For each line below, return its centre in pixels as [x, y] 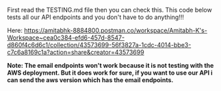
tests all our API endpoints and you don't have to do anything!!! [96, 17]
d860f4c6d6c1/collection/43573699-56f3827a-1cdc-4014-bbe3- [99, 45]
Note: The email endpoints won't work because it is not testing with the [110, 65]
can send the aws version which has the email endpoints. [90, 80]
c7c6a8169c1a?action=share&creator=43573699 [76, 52]
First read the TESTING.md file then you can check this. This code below [109, 10]
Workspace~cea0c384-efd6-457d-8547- [66, 38]
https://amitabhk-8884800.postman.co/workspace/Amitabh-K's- [115, 30]
